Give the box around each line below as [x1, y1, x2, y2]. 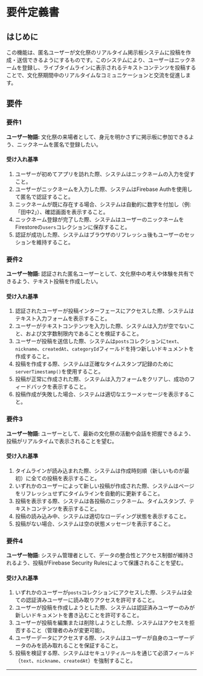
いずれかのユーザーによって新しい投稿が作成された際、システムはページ [14, 482, 195, 489]
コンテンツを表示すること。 [31, 504, 100, 512]
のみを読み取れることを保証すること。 [25, 642, 121, 649]
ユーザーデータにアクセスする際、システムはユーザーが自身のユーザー [14, 634, 189, 641]
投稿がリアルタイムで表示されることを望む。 [6, 437, 118, 444]
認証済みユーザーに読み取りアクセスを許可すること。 [25, 597, 158, 604]
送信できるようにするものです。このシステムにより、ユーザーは [16, 56, 175, 64]
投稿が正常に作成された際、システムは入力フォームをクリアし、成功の [14, 375, 190, 383]
